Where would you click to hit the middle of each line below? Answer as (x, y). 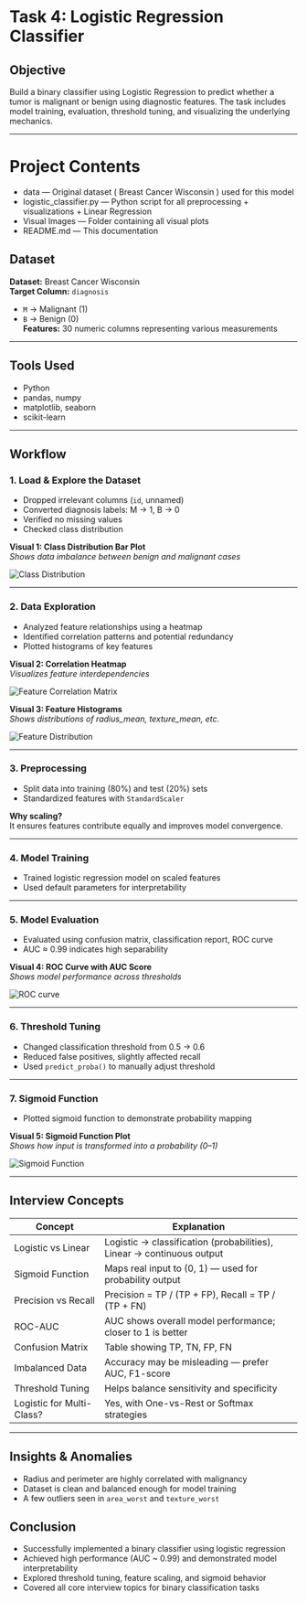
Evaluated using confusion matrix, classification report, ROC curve (148, 940)
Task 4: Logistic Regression (116, 17)
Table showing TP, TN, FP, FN (169, 1347)
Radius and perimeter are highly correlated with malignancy (135, 1479)
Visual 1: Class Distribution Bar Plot (78, 547)
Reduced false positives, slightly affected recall (111, 1056)
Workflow (38, 454)
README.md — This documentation (90, 230)
